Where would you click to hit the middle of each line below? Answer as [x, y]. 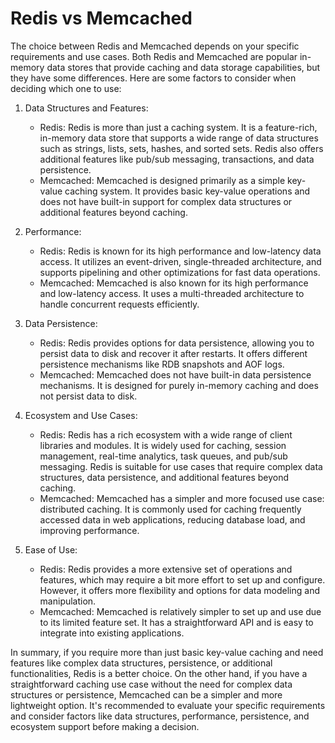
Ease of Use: [51, 549]
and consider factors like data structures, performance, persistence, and [160, 716]
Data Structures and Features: [86, 108]
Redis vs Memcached [101, 18]
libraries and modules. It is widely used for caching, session [163, 445]
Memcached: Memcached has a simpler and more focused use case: [182, 498]
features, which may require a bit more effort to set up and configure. [182, 579]
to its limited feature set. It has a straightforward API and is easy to [176, 622]
